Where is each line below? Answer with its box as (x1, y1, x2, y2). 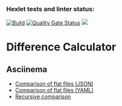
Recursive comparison (14, 93, 71, 101)
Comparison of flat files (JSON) (14, 80, 94, 87)
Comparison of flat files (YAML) (14, 87, 94, 94)
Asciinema (6, 64, 47, 74)
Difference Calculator (6, 40, 117, 54)
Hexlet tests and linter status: (6, 5, 95, 13)
